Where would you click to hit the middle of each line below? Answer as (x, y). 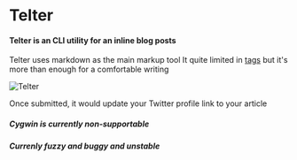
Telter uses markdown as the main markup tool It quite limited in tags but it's (148, 60)
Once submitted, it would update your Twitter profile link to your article (138, 103)
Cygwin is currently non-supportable (79, 124)
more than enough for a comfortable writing (89, 69)
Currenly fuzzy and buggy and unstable (85, 146)
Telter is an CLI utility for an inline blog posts (93, 40)
